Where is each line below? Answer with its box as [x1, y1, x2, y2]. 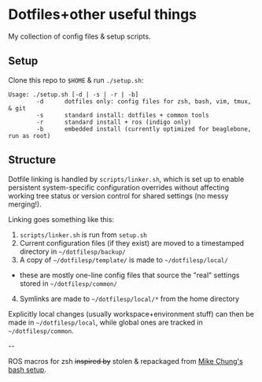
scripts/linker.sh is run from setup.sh [19, 230, 148, 239]
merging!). [8, 199, 42, 209]
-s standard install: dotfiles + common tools [36, 111, 210, 119]
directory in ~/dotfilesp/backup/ [19, 247, 126, 256]
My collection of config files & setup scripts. [8, 32, 151, 41]
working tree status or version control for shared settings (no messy [8, 191, 229, 200]
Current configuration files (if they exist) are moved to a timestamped [19, 238, 245, 247]
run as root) [8, 132, 51, 139]
